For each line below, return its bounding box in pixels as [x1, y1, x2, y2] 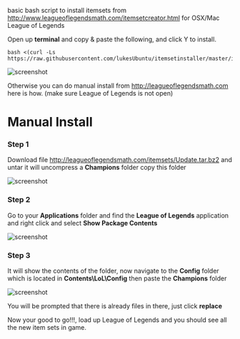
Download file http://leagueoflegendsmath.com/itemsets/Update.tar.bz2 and [7, 156, 232, 164]
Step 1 [7, 139, 29, 149]
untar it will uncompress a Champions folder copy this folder [7, 163, 187, 172]
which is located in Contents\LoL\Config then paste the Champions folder [7, 274, 227, 283]
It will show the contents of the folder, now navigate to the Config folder [7, 267, 219, 275]
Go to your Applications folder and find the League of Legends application [7, 211, 229, 220]
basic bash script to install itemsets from [7, 6, 127, 14]
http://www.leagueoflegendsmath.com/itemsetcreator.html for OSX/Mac [7, 14, 220, 22]
